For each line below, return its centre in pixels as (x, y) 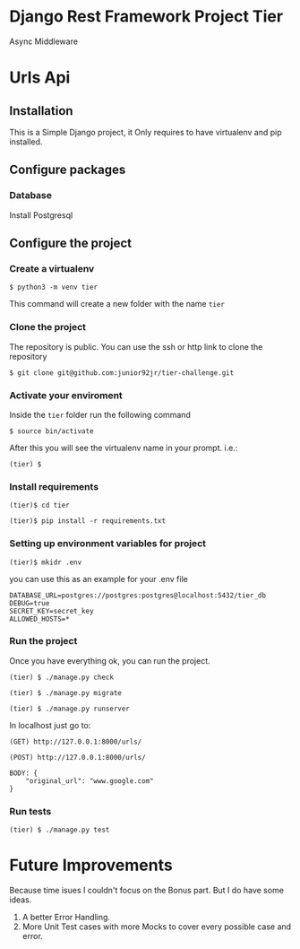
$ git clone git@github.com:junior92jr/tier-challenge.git (122, 373)
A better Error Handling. (66, 918)
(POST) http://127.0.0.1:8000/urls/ (77, 757)
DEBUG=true (30, 603)
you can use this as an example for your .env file (99, 579)
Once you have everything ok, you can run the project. (110, 660)
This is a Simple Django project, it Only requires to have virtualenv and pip (146, 132)
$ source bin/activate (51, 431)
